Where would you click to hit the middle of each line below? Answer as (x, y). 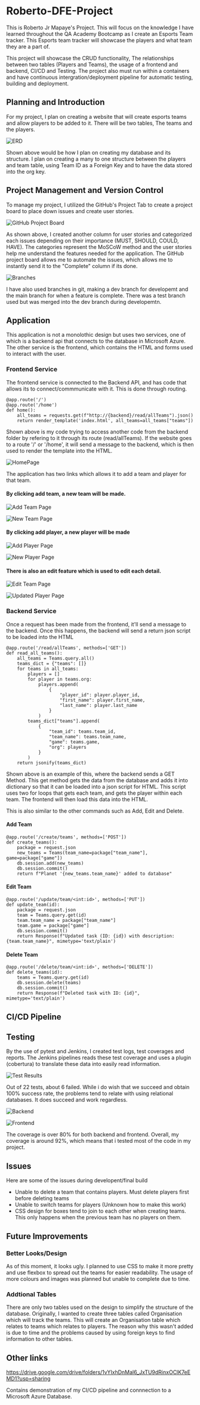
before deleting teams (42, 1198)
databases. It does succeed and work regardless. (67, 1100)
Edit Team (19, 887)
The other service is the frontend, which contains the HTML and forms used (100, 348)
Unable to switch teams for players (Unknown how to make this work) (100, 1205)
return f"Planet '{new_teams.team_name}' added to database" (94, 874)
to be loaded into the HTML (40, 637)
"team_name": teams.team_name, (88, 737)
